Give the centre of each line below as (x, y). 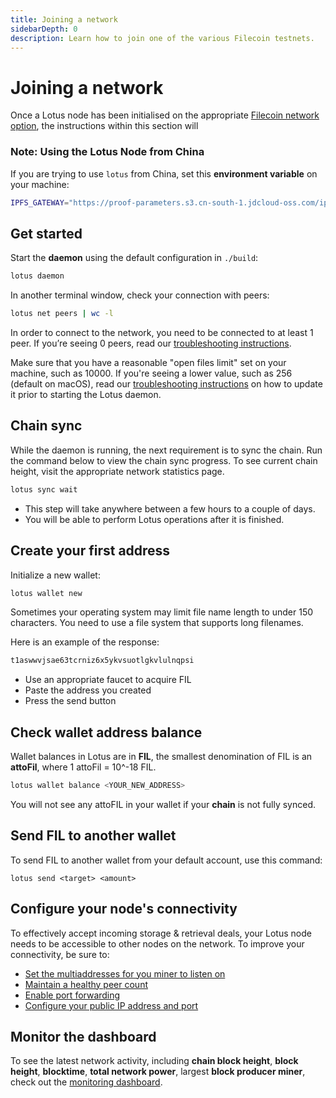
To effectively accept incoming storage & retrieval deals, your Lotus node (161, 933)
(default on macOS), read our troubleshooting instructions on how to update (166, 384)
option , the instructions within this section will (104, 126)
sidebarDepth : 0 (44, 29)
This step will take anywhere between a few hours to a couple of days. (170, 508)
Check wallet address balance (106, 732)
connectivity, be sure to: (60, 954)
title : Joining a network (64, 19)
